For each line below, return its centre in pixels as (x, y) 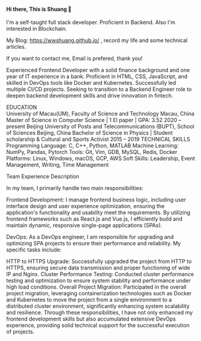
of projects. (20, 332)
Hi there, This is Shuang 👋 (39, 9)
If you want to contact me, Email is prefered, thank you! (74, 58)
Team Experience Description (43, 177)
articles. (16, 47)
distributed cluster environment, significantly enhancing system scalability (98, 306)
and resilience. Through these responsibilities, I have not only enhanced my (100, 313)
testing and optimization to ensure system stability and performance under (98, 281)
